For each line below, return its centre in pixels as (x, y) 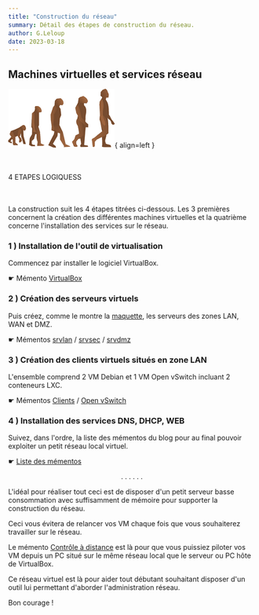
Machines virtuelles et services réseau (105, 74)
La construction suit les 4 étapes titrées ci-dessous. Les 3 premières (119, 209)
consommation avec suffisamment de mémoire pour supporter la (113, 500)
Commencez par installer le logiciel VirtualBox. (84, 263)
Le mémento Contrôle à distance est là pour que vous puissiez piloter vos (127, 547)
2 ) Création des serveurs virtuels (73, 298)
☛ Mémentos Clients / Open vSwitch (67, 400)
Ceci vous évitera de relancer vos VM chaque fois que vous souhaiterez (124, 524)
